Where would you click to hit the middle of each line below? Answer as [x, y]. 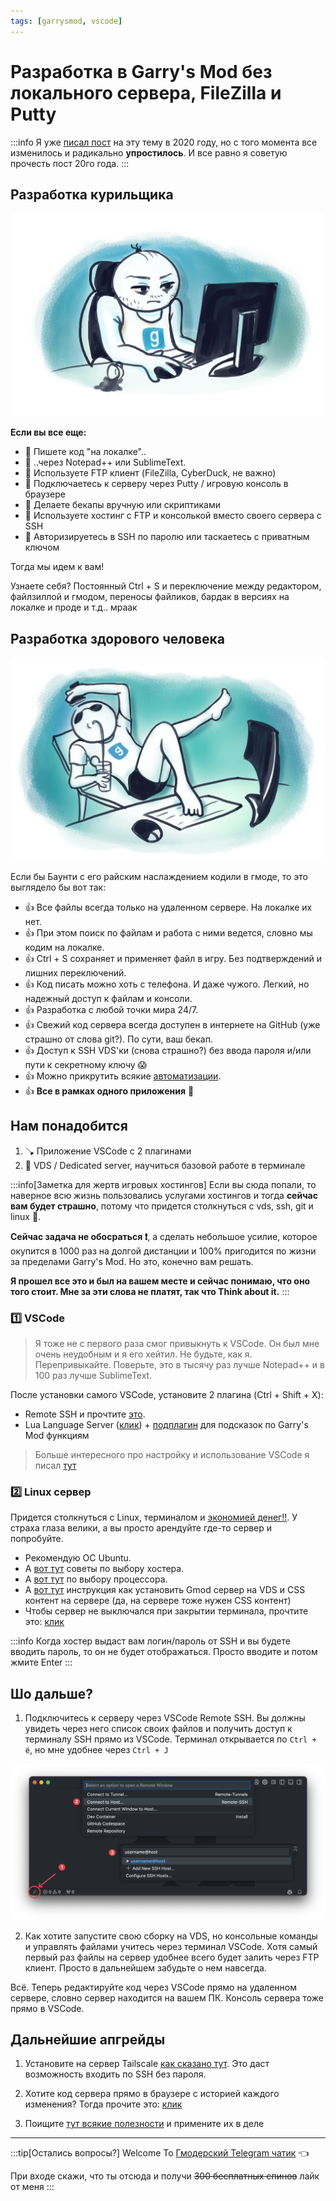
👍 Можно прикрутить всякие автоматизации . [123, 1076]
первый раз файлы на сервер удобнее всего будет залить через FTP [172, 1957]
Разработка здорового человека [117, 638]
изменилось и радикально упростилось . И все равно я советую [149, 152]
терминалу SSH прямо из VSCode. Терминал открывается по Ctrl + [170, 1739]
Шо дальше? [52, 1693]
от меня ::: [32, 2187]
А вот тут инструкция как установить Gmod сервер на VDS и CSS [165, 1590]
